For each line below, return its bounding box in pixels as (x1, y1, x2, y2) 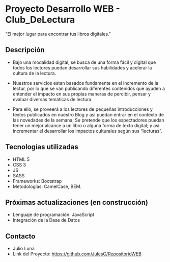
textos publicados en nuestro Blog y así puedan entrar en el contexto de (12, 111, 164, 117)
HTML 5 (12, 156, 30, 162)
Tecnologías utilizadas (5, 142, 78, 151)
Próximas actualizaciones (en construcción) (5, 198, 149, 207)
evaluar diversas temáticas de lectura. (12, 96, 93, 102)
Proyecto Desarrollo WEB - (5, 3, 121, 15)
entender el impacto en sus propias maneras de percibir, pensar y (12, 90, 151, 97)
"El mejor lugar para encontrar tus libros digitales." (5, 31, 111, 37)
